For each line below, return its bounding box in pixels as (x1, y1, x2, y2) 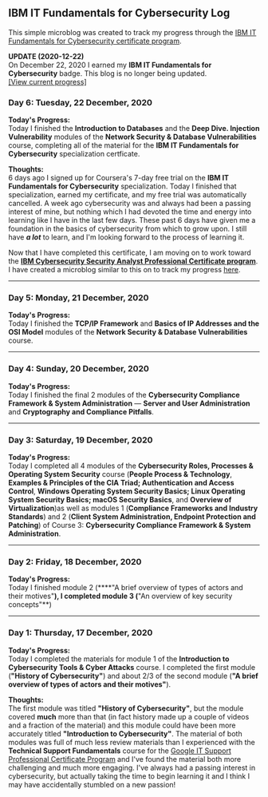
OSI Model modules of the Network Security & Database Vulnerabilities (8, 327, 248, 337)
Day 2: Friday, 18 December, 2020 (8, 556, 142, 567)
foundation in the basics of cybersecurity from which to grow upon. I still (8, 224, 247, 234)
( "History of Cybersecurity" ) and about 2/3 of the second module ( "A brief (8, 671, 259, 680)
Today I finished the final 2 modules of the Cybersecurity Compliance (8, 390, 241, 399)
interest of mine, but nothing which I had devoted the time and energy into (8, 207, 252, 216)
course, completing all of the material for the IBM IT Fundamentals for (8, 141, 239, 150)
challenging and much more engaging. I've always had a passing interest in (8, 763, 256, 772)
